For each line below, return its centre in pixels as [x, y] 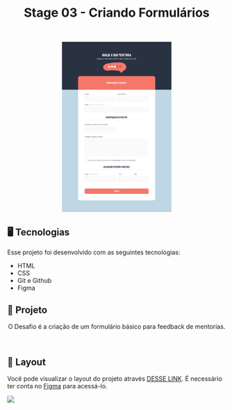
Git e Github [34, 281]
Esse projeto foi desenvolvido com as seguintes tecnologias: [94, 252]
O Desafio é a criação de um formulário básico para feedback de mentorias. [117, 327]
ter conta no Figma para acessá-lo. [57, 386]
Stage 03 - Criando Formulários [117, 13]
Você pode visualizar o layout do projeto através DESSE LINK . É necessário [115, 378]
